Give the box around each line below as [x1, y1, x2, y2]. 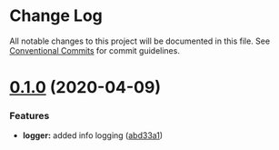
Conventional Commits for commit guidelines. [9, 45, 180, 55]
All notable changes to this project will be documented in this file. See [9, 35, 271, 46]
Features [9, 110, 50, 123]
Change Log [9, 5, 103, 26]
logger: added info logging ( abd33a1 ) [22, 130, 164, 141]
